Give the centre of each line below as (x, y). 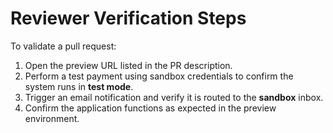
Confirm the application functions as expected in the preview (150, 108)
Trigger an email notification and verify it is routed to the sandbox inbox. (174, 97)
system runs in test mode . (79, 86)
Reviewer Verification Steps (128, 18)
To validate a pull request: (63, 46)
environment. (52, 118)
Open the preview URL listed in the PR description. (128, 65)
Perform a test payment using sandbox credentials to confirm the (159, 76)
